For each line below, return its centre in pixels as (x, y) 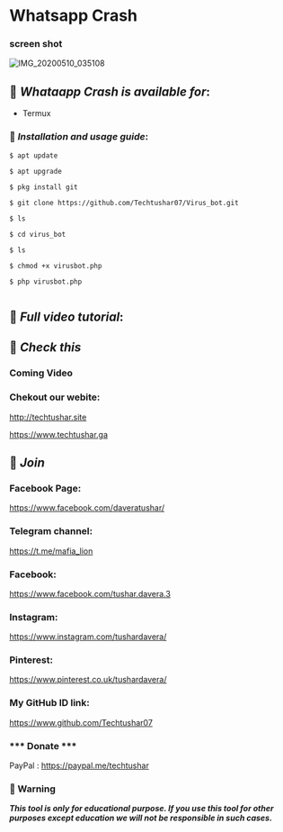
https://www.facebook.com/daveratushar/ (87, 508)
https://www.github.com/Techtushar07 (81, 722)
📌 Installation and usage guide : (79, 137)
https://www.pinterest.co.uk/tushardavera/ (88, 680)
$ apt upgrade (36, 171)
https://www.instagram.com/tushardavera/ (88, 637)
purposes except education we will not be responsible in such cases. (141, 818)
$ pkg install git (44, 187)
